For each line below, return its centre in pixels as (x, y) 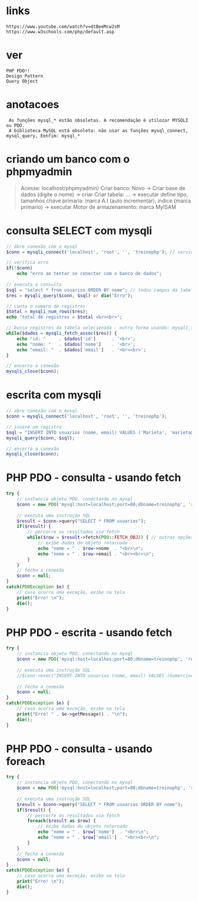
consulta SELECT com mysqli (79, 231)
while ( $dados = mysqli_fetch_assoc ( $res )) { (62, 334)
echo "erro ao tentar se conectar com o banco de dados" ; (89, 274)
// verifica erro (27, 263)
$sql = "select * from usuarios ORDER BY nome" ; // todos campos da (92, 290)
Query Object (22, 81)
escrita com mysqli (54, 395)
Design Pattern (25, 76)
